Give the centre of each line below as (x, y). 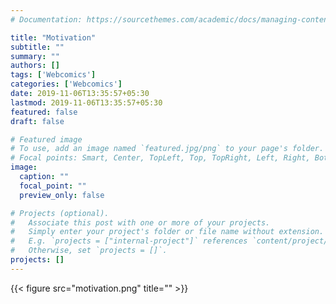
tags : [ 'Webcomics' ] (53, 75)
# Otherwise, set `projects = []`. (89, 251)
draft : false (37, 121)
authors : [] (35, 66)
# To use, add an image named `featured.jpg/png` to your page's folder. (167, 149)
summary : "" (35, 56)
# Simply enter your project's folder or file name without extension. (167, 232)
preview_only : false (62, 195)
